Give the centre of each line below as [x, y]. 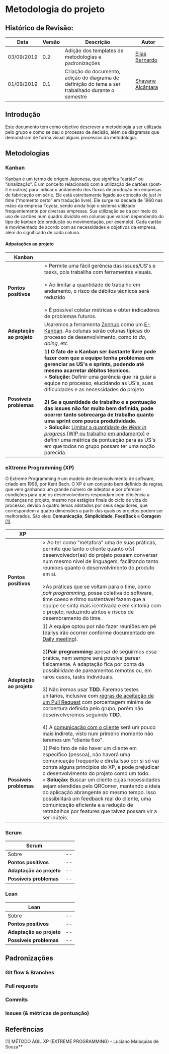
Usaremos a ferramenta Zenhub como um [94, 324]
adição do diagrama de [92, 78]
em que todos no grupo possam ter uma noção [99, 446]
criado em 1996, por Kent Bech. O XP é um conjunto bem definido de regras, [84, 484]
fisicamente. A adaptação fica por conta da [93, 664]
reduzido [55, 297]
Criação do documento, [93, 71]
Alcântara [147, 87]
